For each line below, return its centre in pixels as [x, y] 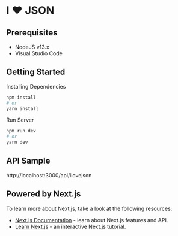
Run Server [20, 120]
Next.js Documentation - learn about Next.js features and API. [91, 220]
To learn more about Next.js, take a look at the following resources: [89, 208]
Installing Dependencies [36, 86]
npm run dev [21, 131]
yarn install [23, 108]
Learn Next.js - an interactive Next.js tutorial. [70, 226]
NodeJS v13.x [32, 47]
